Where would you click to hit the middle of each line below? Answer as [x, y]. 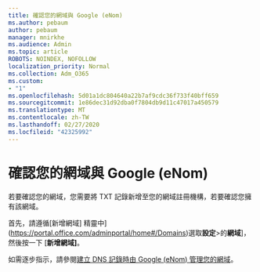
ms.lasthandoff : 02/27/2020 [54, 125]
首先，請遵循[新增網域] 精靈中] [58, 223]
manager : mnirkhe [36, 37]
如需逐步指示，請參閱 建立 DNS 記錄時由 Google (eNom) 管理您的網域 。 [123, 259]
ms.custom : [26, 81]
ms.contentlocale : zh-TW [49, 118]
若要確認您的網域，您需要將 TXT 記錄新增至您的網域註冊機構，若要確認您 [126, 196]
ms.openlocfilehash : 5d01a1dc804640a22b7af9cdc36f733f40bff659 [114, 96]
